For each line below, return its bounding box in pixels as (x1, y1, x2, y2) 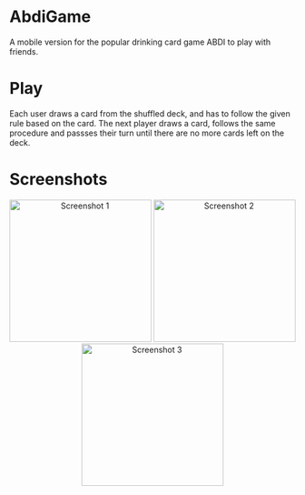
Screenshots (9, 169, 108, 190)
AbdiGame (9, 6, 92, 27)
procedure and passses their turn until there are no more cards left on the (9, 127, 284, 138)
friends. (9, 45, 39, 56)
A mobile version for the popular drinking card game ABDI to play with (9, 36, 271, 47)
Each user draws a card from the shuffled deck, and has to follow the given (9, 107, 290, 119)
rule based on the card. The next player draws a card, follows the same (9, 117, 276, 128)
